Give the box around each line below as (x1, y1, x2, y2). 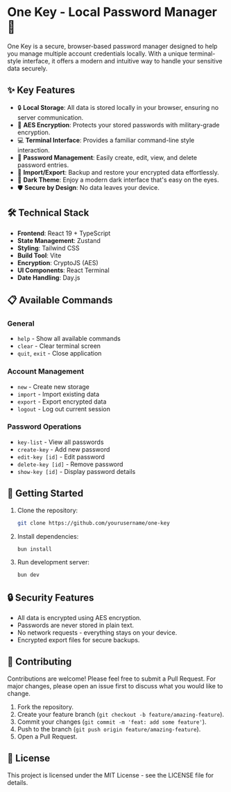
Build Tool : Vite (17, 251, 62, 260)
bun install (17, 546, 52, 553)
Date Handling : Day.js (17, 273, 80, 282)
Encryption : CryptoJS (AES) (17, 258, 99, 267)
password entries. (17, 161, 69, 169)
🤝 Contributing (7, 656, 72, 668)
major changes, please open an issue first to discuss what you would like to (7, 681, 223, 690)
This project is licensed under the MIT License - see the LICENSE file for (7, 770, 214, 779)
